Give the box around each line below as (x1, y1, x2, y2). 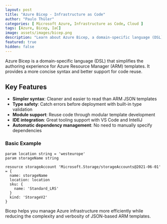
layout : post (5, 7, 32, 12)
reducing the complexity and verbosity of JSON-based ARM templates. (5, 213, 151, 219)
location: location (9, 177, 50, 182)
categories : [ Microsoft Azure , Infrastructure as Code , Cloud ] (5, 21, 143, 26)
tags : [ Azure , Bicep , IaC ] (5, 26, 61, 31)
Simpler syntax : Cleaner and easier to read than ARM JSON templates (12, 96, 157, 102)
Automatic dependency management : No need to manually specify (12, 122, 153, 128)
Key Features (5, 83, 47, 91)
